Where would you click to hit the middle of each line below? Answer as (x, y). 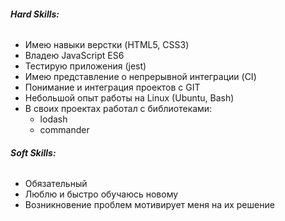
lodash (53, 119)
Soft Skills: (33, 152)
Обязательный (56, 184)
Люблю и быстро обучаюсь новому (101, 194)
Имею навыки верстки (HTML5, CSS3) (107, 45)
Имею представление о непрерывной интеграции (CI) (140, 77)
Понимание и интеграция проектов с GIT (112, 87)
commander (64, 130)
